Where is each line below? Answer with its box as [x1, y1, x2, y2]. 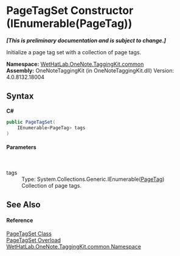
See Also [6, 199, 41, 210]
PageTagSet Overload [6, 236, 61, 244]
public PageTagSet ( [6, 119, 56, 125]
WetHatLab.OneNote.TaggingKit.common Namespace [6, 243, 142, 251]
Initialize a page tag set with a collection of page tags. [6, 48, 142, 55]
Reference [6, 216, 33, 224]
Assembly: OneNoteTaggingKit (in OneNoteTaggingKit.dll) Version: [6, 66, 175, 74]
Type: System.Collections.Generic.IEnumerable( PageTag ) [21, 175, 165, 183]
